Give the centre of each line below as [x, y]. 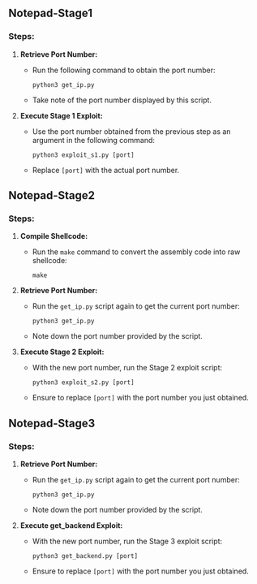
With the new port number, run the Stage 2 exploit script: [127, 368]
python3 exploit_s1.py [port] [84, 155]
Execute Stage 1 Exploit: [61, 115]
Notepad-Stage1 [51, 13]
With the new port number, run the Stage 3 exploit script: [127, 541]
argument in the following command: [94, 140]
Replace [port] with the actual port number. [106, 170]
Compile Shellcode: [54, 236]
